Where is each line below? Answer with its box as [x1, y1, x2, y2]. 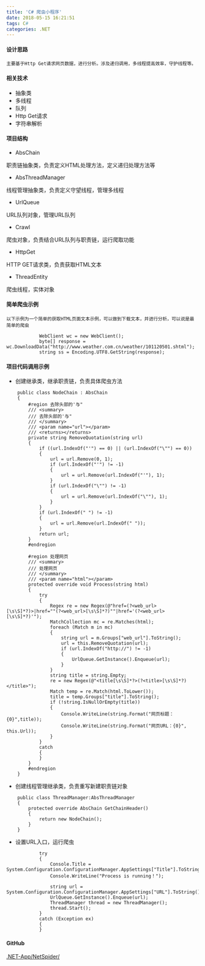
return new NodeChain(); [38, 816, 103, 822]
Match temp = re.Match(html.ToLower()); [49, 688, 154, 695]
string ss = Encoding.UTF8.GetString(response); [38, 349, 165, 355]
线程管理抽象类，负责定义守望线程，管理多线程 [6, 186, 124, 193]
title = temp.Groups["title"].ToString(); [49, 694, 160, 700]
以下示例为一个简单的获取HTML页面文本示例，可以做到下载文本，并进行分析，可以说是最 [6, 316, 195, 322]
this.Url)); [6, 728, 37, 734]
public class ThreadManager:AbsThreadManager [17, 795, 135, 801]
